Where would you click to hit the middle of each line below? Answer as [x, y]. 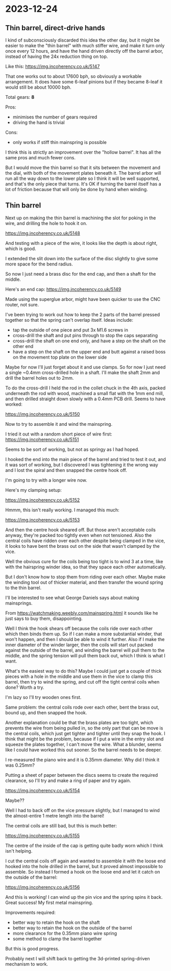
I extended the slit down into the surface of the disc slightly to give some [82, 258]
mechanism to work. [27, 964]
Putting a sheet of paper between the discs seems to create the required [82, 775]
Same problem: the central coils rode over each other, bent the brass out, [82, 707]
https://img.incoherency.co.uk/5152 [43, 500]
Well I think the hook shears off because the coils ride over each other [79, 628]
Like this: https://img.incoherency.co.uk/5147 [53, 66]
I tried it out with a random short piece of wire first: [59, 434]
